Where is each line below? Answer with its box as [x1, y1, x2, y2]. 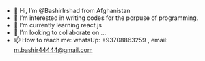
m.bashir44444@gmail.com [13, 46, 93, 54]
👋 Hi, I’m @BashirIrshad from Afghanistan [13, 7, 131, 14]
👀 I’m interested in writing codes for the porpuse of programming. [13, 14, 199, 22]
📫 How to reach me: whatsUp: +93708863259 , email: [13, 36, 169, 44]
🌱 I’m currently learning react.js [13, 21, 102, 29]
